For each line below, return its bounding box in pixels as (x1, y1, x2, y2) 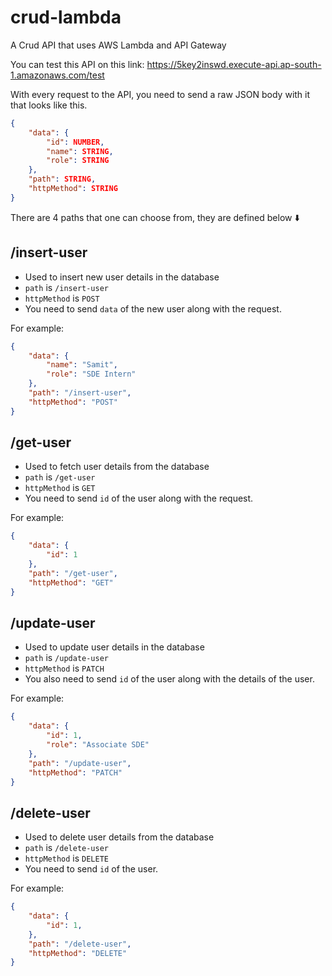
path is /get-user (24, 471, 96, 483)
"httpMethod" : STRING (28, 184, 118, 194)
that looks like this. (10, 99, 88, 111)
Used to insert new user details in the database (24, 271, 220, 283)
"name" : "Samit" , (46, 360, 118, 370)
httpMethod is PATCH (24, 662, 105, 675)
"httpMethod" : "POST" (28, 397, 118, 407)
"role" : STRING (46, 156, 110, 166)
